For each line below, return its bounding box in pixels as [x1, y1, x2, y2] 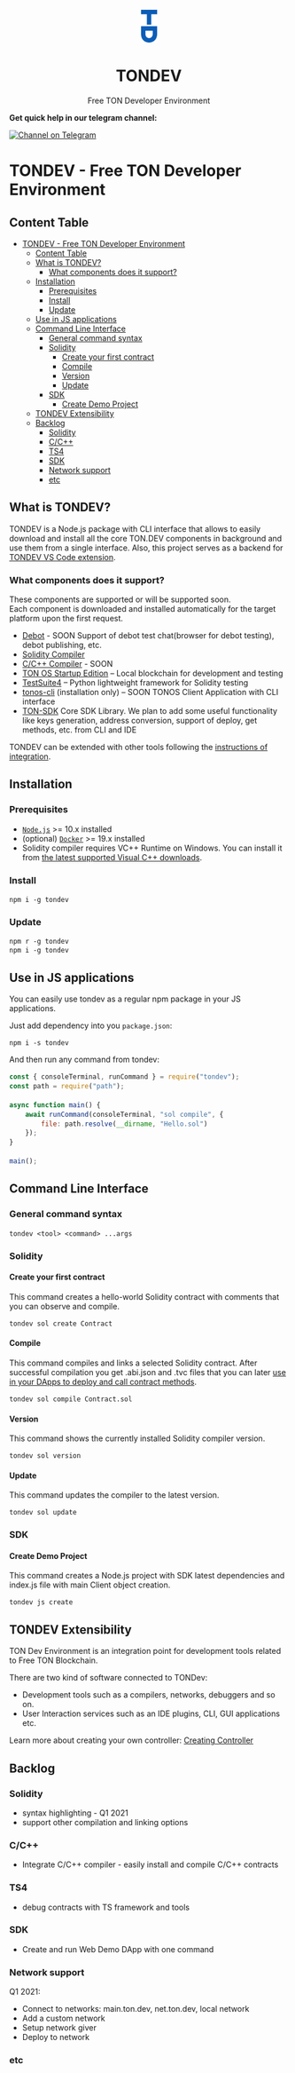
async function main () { [9, 1100, 101, 1110]
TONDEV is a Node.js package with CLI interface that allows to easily [9, 523, 261, 534]
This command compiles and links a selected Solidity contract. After [9, 1357, 258, 1368]
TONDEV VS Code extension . [9, 551, 116, 562]
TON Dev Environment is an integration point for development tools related [9, 1646, 282, 1657]
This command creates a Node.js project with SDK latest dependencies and [9, 1571, 285, 1581]
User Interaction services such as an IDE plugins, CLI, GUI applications [21, 1708, 281, 1719]
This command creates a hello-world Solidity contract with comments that [9, 1291, 280, 1302]
